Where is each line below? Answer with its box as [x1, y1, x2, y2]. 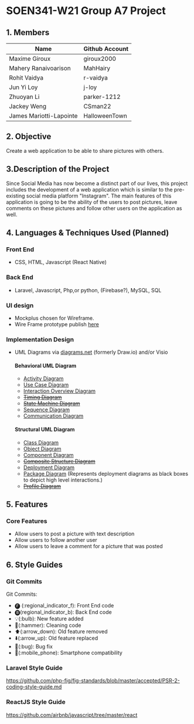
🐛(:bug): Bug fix [14, 643, 53, 650]
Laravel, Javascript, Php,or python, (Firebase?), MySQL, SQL [14, 286, 162, 293]
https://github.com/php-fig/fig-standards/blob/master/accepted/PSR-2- [6, 677, 180, 684]
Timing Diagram [23, 394, 62, 401]
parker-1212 [83, 93, 121, 101]
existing [6, 192, 25, 199]
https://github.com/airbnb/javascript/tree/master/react [6, 711, 138, 718]
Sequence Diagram [23, 406, 70, 414]
